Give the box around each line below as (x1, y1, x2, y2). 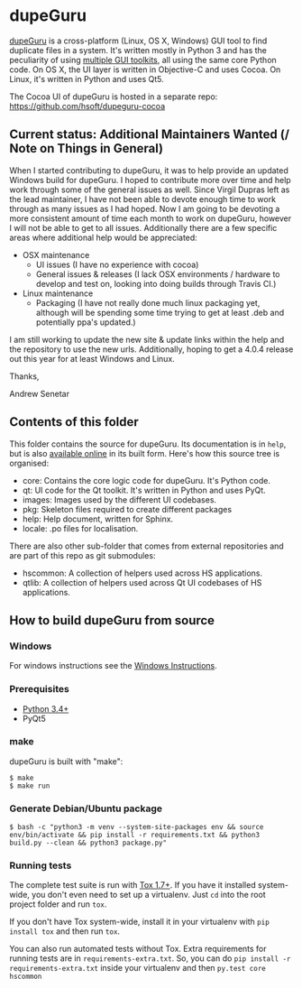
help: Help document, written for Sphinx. (22, 513, 174, 524)
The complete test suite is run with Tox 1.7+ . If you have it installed (9, 880, 256, 891)
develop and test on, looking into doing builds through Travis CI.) (35, 278, 277, 289)
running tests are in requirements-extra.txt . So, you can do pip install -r (9, 953, 291, 964)
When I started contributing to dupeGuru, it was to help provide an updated (9, 164, 288, 176)
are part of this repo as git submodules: (9, 549, 156, 560)
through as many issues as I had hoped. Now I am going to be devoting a (9, 203, 280, 214)
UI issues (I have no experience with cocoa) (35, 259, 199, 270)
